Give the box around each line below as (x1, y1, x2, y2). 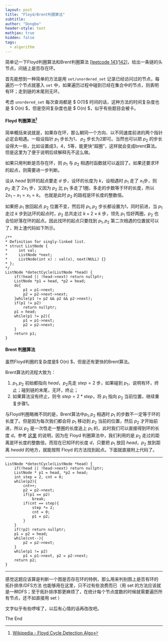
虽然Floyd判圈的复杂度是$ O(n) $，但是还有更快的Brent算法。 (5, 358, 132, 365)
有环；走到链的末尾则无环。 (5, 88, 62, 94)
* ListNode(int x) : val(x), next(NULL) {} (5, 256, 106, 261)
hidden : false (5, 35, 35, 40)
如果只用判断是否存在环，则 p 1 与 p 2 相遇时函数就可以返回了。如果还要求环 (5, 160, 159, 167)
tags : (5, 40, 16, 45)
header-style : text (5, 26, 46, 31)
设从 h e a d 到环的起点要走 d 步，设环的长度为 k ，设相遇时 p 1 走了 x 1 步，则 (5, 178, 157, 185)
